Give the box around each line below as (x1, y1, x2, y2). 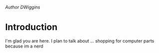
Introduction (5, 22, 58, 33)
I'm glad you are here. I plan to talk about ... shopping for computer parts (5, 38, 155, 44)
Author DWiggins (5, 4, 40, 10)
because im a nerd (5, 43, 43, 49)
